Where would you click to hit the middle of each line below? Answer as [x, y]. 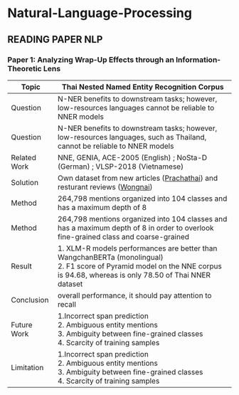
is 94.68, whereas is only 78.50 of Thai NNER [134, 275]
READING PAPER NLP [55, 39]
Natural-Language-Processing [100, 13]
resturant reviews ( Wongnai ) [105, 186]
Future [22, 325]
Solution [25, 182]
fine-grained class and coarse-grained [123, 236]
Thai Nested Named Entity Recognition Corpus [143, 87]
